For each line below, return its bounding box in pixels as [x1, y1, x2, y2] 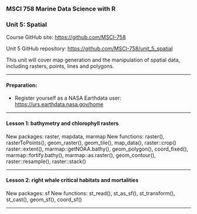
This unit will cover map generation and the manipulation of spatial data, [6, 56, 181, 63]
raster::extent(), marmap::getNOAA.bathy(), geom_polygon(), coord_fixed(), [6, 145, 189, 152]
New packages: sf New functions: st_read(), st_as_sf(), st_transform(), [6, 189, 175, 196]
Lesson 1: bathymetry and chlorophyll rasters [6, 120, 119, 127]
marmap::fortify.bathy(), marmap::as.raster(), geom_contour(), [6, 151, 157, 158]
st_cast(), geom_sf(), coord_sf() [6, 196, 82, 203]
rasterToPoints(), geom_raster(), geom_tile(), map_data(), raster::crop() [6, 139, 177, 146]
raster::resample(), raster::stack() [6, 158, 86, 165]
